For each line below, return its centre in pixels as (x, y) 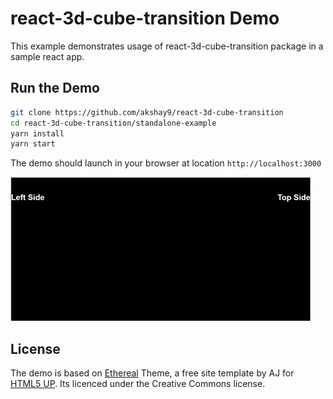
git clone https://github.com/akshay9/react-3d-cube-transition (147, 112)
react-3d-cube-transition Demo (145, 18)
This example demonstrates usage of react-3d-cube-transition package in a (167, 46)
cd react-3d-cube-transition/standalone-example (113, 123)
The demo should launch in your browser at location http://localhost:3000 (166, 163)
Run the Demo (55, 88)
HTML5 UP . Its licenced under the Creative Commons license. (138, 384)
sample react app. (47, 56)
